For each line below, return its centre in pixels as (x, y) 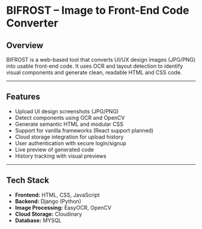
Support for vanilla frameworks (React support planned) (84, 130)
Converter (32, 23)
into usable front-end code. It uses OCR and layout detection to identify (95, 66)
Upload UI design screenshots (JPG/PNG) (67, 111)
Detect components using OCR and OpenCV (70, 117)
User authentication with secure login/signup (71, 143)
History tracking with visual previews (60, 156)
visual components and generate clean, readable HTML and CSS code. (94, 72)
